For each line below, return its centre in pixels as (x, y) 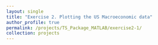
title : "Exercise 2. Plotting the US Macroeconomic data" (79, 17)
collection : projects (33, 33)
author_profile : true (33, 22)
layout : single (25, 11)
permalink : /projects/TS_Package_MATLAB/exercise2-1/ (74, 28)
